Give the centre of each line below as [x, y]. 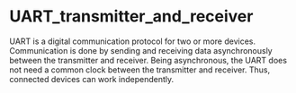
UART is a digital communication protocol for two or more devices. [133, 41]
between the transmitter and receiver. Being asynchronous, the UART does [148, 60]
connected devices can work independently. [92, 79]
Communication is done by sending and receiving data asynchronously [141, 50]
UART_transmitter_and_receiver [131, 17]
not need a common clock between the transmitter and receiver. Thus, [140, 70]
